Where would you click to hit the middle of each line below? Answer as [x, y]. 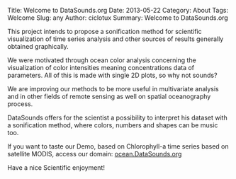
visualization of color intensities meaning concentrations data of [101, 68]
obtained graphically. [38, 46]
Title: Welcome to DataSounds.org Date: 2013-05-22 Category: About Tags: [118, 10]
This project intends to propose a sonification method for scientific [105, 31]
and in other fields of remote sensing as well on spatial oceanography [109, 96]
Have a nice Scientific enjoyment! [56, 168]
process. [20, 104]
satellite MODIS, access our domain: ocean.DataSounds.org [95, 154]
